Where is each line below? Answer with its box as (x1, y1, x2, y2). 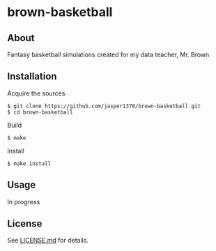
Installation (7, 70, 57, 82)
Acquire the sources (7, 89, 65, 98)
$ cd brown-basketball (7, 109, 73, 116)
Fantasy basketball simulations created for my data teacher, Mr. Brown (7, 50, 210, 59)
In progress (7, 197, 40, 206)
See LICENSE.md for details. (7, 236, 89, 245)
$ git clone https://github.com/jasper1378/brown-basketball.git (7, 102, 201, 109)
